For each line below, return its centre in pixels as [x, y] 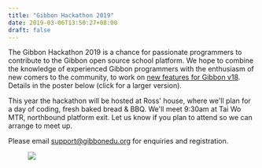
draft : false [30, 30]
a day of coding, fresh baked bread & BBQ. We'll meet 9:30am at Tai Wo [125, 109]
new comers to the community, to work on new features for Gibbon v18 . [124, 77]
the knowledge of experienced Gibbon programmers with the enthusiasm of [131, 69]
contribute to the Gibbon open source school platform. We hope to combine [131, 60]
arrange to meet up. [41, 126]
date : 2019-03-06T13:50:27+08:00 [63, 23]
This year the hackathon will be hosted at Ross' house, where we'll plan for [130, 101]
